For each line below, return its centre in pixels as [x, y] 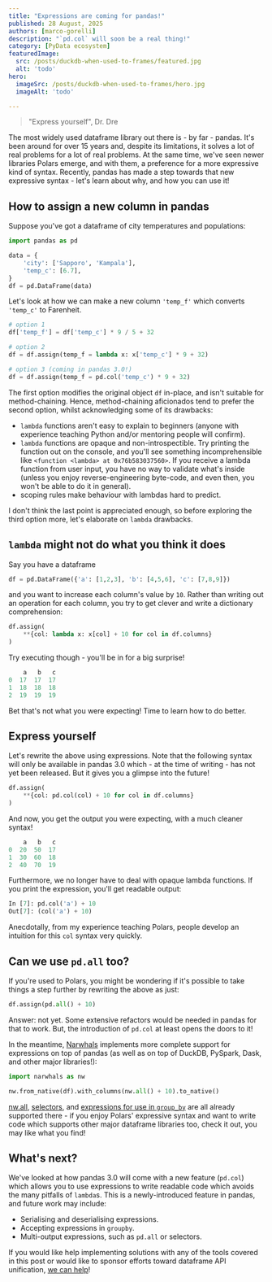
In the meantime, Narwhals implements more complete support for [120, 1044]
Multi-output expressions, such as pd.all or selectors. [111, 1236]
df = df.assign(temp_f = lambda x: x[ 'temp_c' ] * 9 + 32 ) [108, 355]
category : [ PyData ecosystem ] [60, 46]
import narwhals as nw [47, 1076]
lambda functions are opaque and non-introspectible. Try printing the [135, 443]
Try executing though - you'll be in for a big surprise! [97, 657]
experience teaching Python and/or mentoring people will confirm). [133, 434]
